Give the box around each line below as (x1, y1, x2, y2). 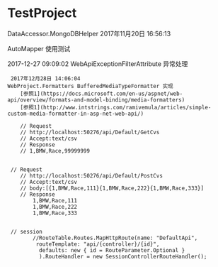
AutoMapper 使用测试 (7, 44, 71, 53)
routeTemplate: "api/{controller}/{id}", (35, 240, 160, 248)
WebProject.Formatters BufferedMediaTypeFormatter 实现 (7, 82, 173, 89)
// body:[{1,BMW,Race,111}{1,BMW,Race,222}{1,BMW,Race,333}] (20, 185, 204, 192)
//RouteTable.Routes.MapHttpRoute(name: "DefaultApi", (33, 234, 198, 241)
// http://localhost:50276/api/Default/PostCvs (20, 172, 163, 179)
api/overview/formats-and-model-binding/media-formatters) (7, 96, 185, 104)
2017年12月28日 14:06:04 (10, 75, 81, 82)
